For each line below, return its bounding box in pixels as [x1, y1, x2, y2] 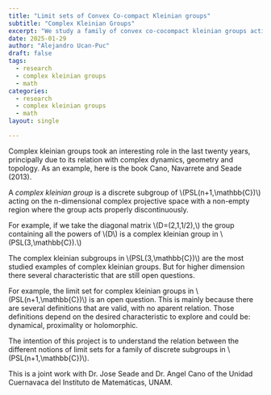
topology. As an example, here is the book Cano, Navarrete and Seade [8, 163, 242, 173]
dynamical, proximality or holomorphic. [8, 320, 139, 330]
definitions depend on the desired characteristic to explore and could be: [8, 312, 251, 321]
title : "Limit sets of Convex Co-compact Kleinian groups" [8, 11, 211, 20]
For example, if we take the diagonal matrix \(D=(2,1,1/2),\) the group [8, 220, 235, 230]
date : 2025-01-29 [8, 34, 67, 43]
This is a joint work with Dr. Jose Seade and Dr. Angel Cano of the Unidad [8, 368, 253, 378]
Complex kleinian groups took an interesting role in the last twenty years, [8, 146, 251, 156]
